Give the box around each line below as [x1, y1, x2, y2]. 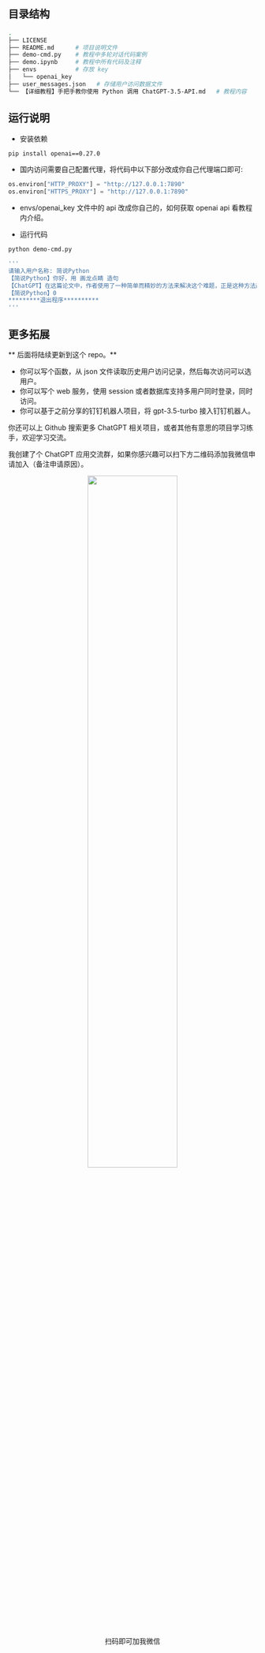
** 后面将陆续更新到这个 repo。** [8, 349, 118, 359]
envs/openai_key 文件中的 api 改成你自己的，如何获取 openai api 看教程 [19, 203, 252, 213]
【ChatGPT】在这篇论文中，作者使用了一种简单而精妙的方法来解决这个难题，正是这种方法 [8, 282, 256, 289]
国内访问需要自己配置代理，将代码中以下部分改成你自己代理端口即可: [19, 165, 243, 174]
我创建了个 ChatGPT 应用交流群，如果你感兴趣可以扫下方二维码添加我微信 [8, 449, 249, 459]
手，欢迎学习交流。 [8, 432, 71, 442]
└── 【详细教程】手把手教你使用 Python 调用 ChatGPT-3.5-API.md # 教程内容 [8, 88, 247, 95]
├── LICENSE [8, 36, 47, 44]
